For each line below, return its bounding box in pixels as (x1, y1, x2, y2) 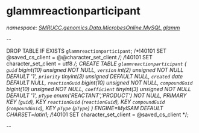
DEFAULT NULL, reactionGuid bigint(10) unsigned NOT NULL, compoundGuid (6, 79, 193, 86)
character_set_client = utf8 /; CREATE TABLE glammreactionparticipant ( (6, 60, 187, 67)
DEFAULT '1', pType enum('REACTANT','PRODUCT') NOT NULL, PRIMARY (6, 92, 187, 99)
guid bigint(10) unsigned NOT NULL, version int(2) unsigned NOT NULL (6, 66, 184, 73)
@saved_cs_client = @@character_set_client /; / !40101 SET (6, 53, 153, 61)
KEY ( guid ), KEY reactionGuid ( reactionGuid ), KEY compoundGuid (6, 98, 165, 105)
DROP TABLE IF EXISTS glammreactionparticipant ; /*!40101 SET (6, 47, 167, 55)
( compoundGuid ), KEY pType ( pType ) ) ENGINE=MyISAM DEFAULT (6, 104, 164, 111)
